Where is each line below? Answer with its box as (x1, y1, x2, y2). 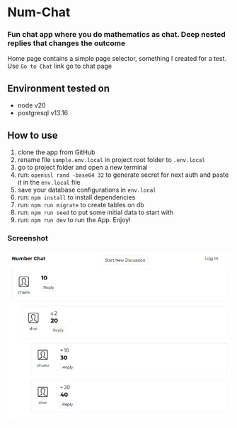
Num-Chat (7, 4, 71, 21)
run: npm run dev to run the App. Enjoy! (17, 216, 131, 224)
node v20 (17, 101, 46, 110)
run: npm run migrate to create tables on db (17, 201, 145, 209)
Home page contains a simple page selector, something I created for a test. (7, 54, 227, 63)
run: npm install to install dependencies (17, 193, 136, 202)
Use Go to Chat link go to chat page (7, 62, 112, 71)
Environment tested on (7, 82, 110, 94)
